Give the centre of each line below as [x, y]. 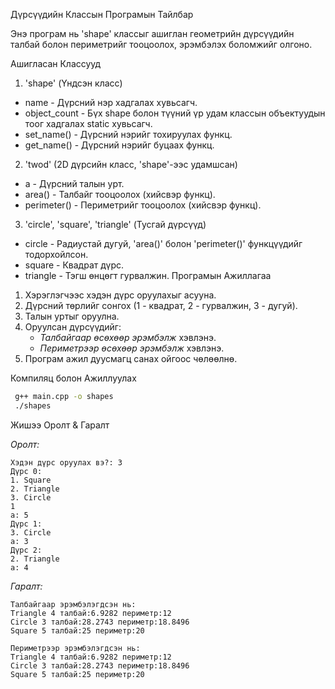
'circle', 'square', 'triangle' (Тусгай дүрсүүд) [115, 224]
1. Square [31, 480]
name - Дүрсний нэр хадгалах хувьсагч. [111, 102]
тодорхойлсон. [56, 254]
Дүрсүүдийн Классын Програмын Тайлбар [102, 14]
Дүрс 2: [26, 550]
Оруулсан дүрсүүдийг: [73, 327]
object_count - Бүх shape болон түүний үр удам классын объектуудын [175, 113]
